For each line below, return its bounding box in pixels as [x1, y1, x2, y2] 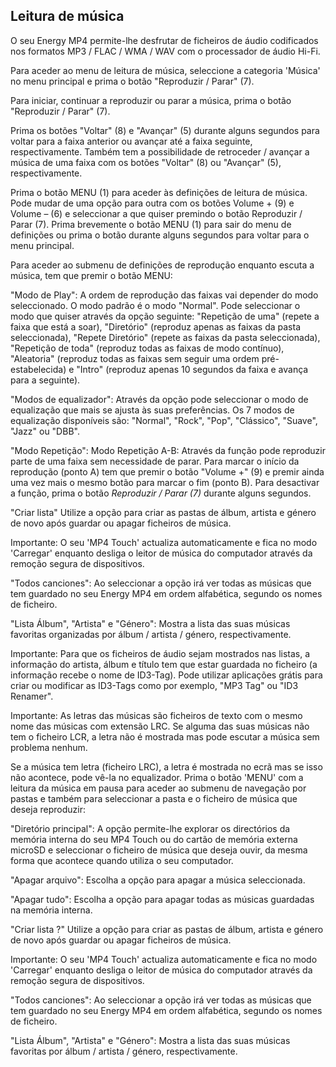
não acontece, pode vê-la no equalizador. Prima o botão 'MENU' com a [10, 771, 304, 783]
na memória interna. [10, 904, 93, 916]
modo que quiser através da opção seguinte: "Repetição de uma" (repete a [10, 310, 320, 322]
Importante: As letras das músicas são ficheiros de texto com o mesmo [10, 709, 303, 721]
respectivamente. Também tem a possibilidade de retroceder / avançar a [10, 145, 310, 158]
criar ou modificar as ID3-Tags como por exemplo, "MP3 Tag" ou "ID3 [10, 679, 299, 691]
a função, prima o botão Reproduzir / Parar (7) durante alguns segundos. [10, 487, 312, 499]
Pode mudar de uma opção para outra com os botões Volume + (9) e [10, 197, 295, 209]
